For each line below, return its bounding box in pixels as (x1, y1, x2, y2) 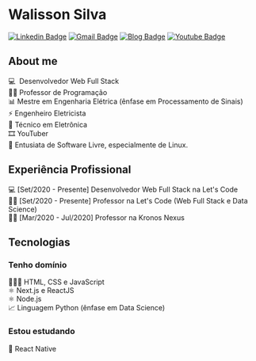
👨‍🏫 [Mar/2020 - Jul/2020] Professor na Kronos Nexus (8, 212, 185, 222)
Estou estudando (8, 326, 75, 337)
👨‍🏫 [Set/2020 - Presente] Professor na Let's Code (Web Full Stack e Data (8, 196, 248, 205)
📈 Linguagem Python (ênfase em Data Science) (8, 303, 166, 313)
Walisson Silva (8, 6, 107, 24)
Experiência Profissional (8, 163, 132, 177)
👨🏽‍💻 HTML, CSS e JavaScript (8, 277, 105, 287)
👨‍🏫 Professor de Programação (8, 87, 108, 97)
